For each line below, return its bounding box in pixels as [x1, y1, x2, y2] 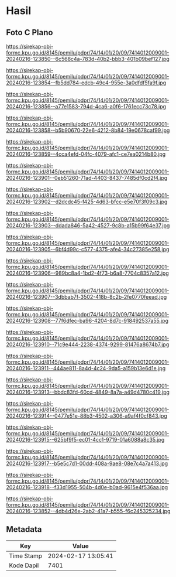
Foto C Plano [6, 28, 53, 37]
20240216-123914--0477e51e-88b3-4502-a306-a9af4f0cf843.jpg [6, 412, 168, 419]
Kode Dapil [9, 561, 39, 569]
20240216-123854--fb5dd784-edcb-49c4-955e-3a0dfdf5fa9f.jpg [6, 79, 167, 86]
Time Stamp [9, 552, 43, 560]
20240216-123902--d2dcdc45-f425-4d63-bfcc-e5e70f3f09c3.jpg [6, 198, 168, 205]
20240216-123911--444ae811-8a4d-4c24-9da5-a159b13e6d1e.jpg [6, 365, 165, 371]
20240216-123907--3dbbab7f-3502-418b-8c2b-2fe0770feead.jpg [6, 293, 167, 300]
